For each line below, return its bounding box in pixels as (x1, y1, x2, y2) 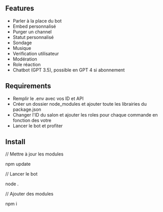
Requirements (5, 82, 51, 90)
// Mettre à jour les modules (5, 151, 64, 157)
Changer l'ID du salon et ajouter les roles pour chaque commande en (12, 111, 158, 118)
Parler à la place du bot (12, 17, 62, 24)
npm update (5, 161, 31, 167)
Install (5, 138, 26, 146)
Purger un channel (12, 28, 52, 35)
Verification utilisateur (12, 50, 59, 56)
